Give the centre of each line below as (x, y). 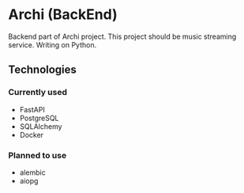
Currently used (38, 93)
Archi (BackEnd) (63, 15)
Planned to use (38, 155)
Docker (32, 134)
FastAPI (32, 109)
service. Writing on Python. (53, 44)
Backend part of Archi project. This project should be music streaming (122, 36)
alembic (32, 172)
